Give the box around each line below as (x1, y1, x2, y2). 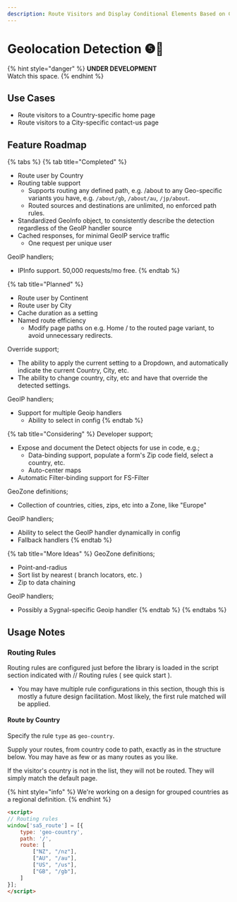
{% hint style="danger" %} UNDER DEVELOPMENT (7, 64, 157, 73)
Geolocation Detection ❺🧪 (7, 40, 164, 57)
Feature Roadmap (7, 139, 87, 151)
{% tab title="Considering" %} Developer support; (7, 430, 153, 438)
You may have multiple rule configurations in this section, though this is (17, 684, 225, 693)
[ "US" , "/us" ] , (32, 862, 78, 869)
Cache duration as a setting (17, 309, 98, 317)
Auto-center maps (28, 466, 82, 474)
